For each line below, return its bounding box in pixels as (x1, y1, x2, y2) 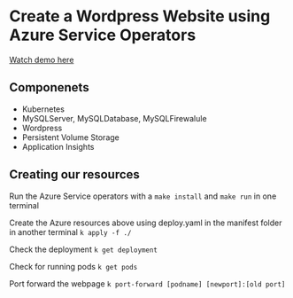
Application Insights (21, 141, 95, 152)
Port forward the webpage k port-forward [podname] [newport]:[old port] (9, 278, 286, 289)
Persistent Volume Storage (21, 131, 120, 143)
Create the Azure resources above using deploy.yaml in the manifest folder (9, 217, 282, 228)
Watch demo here (9, 54, 74, 65)
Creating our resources (9, 167, 140, 183)
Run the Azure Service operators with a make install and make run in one (9, 191, 277, 201)
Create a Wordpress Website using (9, 6, 271, 27)
